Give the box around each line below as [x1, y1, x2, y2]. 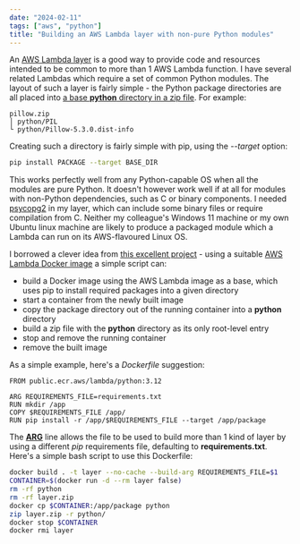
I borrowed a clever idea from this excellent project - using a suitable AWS [9, 249, 284, 259]
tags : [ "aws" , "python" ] [9, 21, 102, 30]
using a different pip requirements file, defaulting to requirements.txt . [9, 441, 268, 452]
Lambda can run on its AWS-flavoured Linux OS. [9, 232, 188, 242]
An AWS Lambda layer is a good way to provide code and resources [9, 55, 261, 65]
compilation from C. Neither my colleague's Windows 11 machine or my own [9, 212, 289, 224]
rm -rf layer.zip [9, 493, 74, 502]
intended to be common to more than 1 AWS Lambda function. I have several [9, 64, 292, 74]
